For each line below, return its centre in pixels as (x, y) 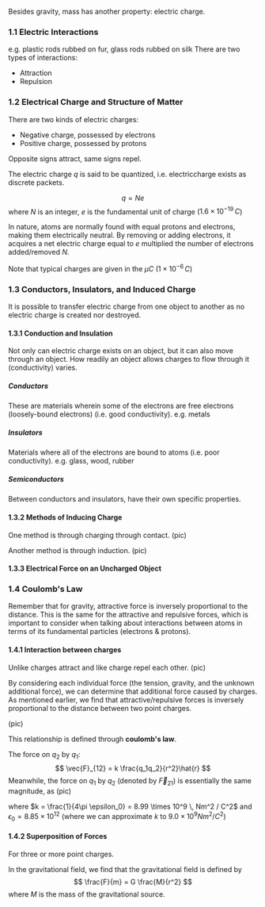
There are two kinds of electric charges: (74, 119)
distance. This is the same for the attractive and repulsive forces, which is (129, 615)
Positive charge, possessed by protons (83, 143)
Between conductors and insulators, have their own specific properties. (125, 499)
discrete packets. (36, 183)
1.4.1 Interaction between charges (65, 650)
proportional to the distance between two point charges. (100, 708)
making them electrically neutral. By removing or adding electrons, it (119, 235)
